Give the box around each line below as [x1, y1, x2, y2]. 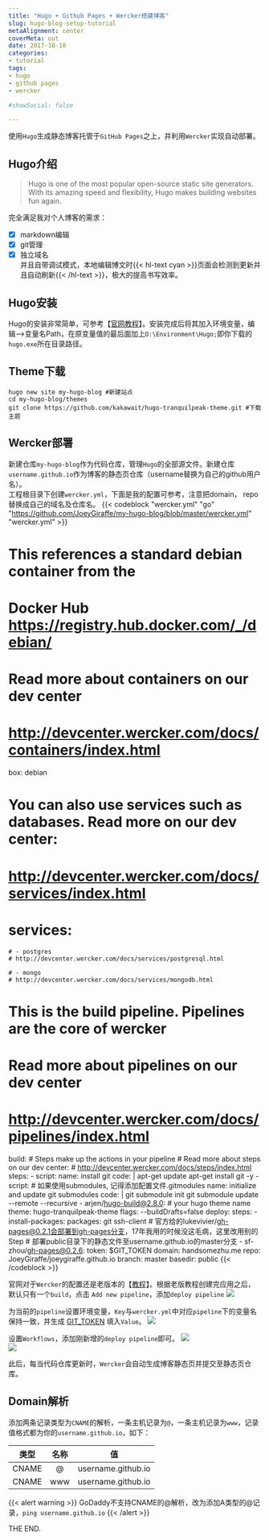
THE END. [8, 1523, 42, 1534]
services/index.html [8, 884, 146, 902]
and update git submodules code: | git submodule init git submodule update [8, 1189, 259, 1199]
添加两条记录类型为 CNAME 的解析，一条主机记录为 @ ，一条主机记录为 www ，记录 [8, 1418, 259, 1427]
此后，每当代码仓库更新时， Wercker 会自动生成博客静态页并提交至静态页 [8, 1358, 245, 1369]
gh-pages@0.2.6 [26, 1245, 84, 1255]
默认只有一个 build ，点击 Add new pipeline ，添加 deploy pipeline [8, 1289, 225, 1298]
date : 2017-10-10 [8, 42, 67, 50]
